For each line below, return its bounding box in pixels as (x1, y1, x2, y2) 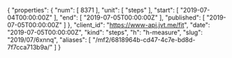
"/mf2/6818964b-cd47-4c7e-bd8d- (92, 36, 196, 44)
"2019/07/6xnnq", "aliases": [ (7, 36, 92, 44)
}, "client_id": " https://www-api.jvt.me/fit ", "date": (67, 21, 210, 29)
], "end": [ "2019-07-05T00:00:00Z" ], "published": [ (53, 13, 205, 22)
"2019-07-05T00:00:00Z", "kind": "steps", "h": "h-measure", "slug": (7, 28, 203, 36)
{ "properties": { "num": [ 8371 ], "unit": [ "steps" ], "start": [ (7, 6, 180, 14)
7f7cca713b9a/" (7, 43, 53, 51)
